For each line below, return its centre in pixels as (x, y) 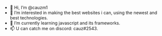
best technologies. (29, 18)
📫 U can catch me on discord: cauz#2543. (54, 28)
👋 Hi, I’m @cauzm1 (29, 8)
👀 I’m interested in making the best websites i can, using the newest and (83, 13)
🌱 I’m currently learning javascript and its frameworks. (65, 23)
